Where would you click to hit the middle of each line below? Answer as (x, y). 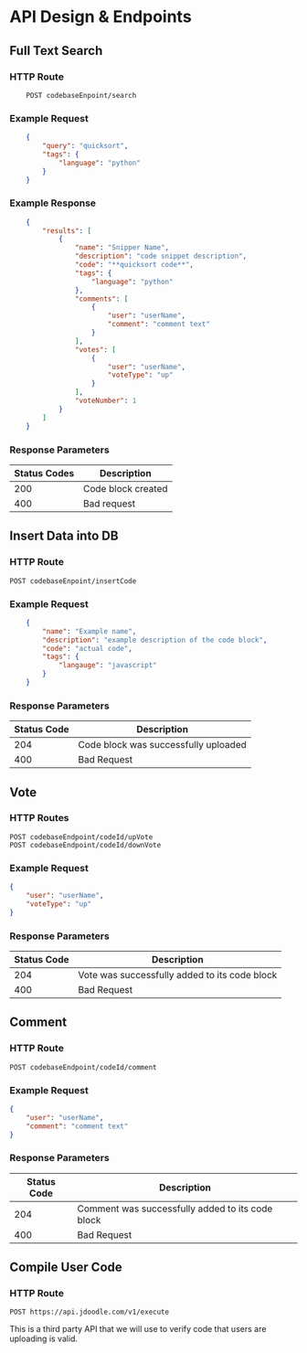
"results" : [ (67, 230)
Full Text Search (56, 51)
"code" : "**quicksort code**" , (134, 265)
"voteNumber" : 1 (106, 401)
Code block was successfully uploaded (162, 745)
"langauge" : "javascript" (107, 666)
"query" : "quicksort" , (85, 146)
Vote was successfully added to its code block (178, 975)
